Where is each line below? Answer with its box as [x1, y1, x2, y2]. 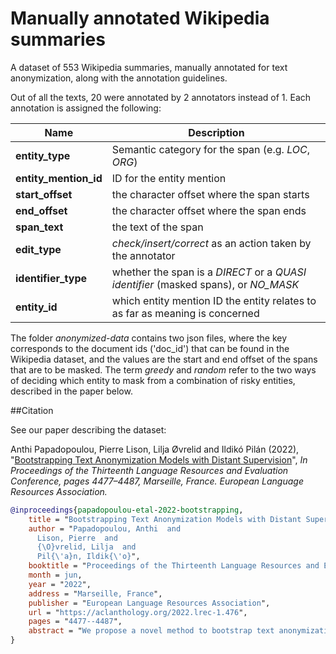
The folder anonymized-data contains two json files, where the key [10, 332, 288, 344]
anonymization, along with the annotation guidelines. [10, 72, 228, 84]
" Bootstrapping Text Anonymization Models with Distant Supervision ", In [10, 453, 308, 466]
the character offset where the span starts [111, 187, 310, 201]
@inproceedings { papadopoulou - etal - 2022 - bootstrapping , [10, 505, 244, 515]
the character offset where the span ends [111, 203, 307, 217]
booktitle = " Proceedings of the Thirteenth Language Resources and [28, 561, 320, 571]
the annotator [111, 248, 176, 262]
